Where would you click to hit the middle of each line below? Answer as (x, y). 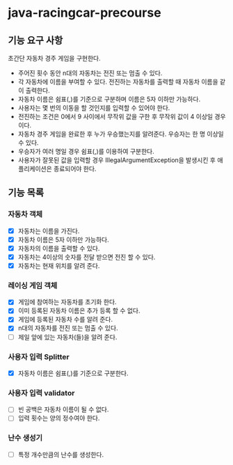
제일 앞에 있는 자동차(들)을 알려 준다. (67, 337)
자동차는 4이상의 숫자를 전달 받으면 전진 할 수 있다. (87, 257)
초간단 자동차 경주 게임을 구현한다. (54, 58)
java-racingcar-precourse (85, 13)
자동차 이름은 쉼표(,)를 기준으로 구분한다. (73, 373)
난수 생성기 (25, 438)
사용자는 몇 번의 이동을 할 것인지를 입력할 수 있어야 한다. (94, 108)
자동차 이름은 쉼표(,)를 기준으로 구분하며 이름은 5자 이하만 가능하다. (109, 99)
